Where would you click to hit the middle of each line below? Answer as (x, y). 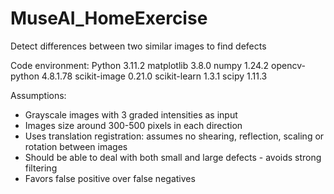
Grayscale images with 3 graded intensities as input (131, 114)
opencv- (288, 65)
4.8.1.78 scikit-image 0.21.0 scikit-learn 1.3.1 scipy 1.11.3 (154, 76)
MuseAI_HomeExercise (109, 18)
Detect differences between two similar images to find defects (138, 46)
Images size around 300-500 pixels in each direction (133, 125)
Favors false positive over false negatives (110, 178)
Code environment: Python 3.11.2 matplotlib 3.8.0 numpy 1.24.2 (140, 65)
